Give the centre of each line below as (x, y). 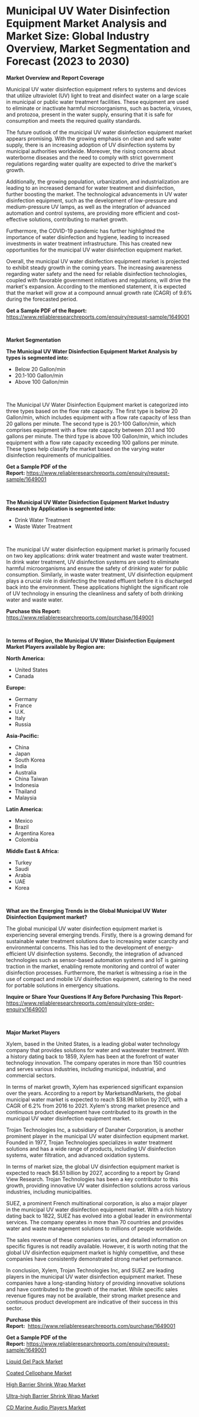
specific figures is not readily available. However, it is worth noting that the (97, 1246)
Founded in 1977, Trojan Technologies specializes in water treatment (89, 1142)
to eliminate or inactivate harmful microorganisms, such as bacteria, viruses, (99, 108)
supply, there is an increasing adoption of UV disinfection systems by (91, 145)
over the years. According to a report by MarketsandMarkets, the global (94, 1093)
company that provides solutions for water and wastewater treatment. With (97, 1050)
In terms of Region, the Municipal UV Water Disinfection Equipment (90, 640)
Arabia (23, 875)
